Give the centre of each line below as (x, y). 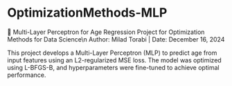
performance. (27, 75)
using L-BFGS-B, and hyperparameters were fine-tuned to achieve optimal (113, 67)
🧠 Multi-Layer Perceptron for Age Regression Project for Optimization (106, 32)
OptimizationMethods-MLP (87, 13)
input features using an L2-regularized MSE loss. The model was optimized (114, 60)
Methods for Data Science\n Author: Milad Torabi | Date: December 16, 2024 (116, 39)
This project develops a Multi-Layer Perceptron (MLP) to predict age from (112, 53)
